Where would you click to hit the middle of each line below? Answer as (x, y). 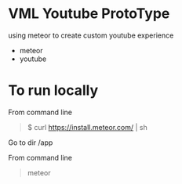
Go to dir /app (31, 143)
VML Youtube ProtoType (89, 14)
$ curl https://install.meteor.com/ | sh (87, 127)
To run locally (53, 90)
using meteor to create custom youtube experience (91, 35)
